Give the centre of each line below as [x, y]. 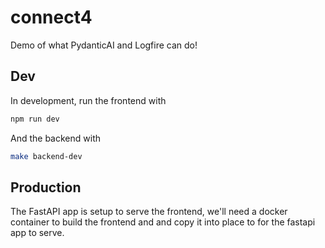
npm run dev [35, 119]
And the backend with [55, 138]
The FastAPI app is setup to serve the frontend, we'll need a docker [149, 212]
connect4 [51, 17]
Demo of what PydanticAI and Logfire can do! [104, 45]
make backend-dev [46, 156]
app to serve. [37, 233]
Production [46, 187]
